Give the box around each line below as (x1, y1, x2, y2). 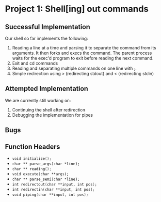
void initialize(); (12, 156, 52, 161)
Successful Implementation (5, 23, 91, 31)
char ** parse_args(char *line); (12, 161, 80, 167)
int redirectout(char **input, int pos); (12, 182, 97, 187)
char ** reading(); (12, 167, 52, 171)
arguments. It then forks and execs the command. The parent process (12, 50, 152, 56)
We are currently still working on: (5, 97, 71, 103)
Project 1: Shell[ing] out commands (5, 3, 149, 15)
